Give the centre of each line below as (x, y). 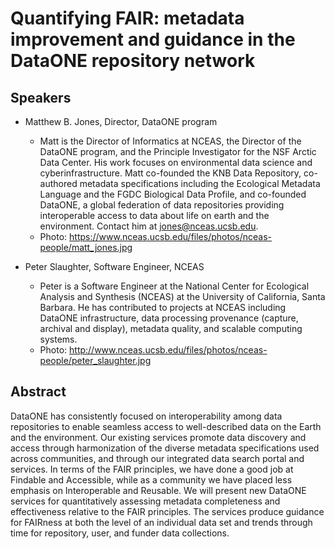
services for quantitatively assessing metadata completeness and (145, 501)
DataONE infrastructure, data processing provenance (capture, (169, 318)
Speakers (41, 97)
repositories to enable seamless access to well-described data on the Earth (166, 426)
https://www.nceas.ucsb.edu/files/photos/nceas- (170, 236)
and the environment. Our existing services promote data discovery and (158, 437)
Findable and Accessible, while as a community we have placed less (151, 479)
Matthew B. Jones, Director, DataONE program (121, 121)
